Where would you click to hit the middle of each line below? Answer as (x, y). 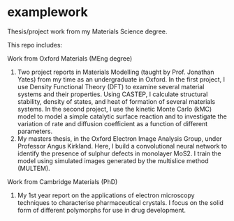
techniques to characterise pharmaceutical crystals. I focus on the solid (120, 202)
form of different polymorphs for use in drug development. (102, 210)
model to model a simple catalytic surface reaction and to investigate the (122, 116)
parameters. (35, 131)
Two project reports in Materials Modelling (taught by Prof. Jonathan (116, 72)
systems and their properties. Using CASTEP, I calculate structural (112, 94)
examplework (48, 12)
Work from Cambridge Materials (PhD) (63, 181)
